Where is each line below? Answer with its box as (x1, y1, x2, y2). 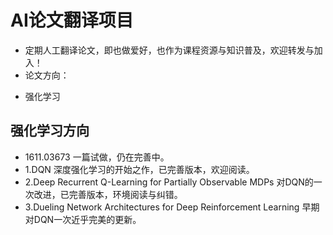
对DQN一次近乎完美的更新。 (24, 213, 142, 225)
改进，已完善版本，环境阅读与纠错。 (33, 188, 183, 200)
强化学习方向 (10, 122, 90, 140)
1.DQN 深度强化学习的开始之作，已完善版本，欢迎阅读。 (24, 163, 255, 175)
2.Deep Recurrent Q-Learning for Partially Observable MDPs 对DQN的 (24, 176, 314, 188)
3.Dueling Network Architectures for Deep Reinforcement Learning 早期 (24, 201, 320, 213)
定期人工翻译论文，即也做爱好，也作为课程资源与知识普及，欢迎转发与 (24, 44, 315, 56)
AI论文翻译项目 (10, 9, 134, 32)
